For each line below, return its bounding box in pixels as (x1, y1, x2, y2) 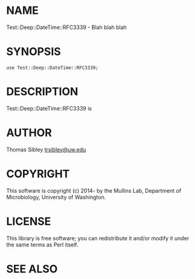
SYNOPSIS (6, 45, 62, 59)
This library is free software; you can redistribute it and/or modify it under (6, 234, 190, 242)
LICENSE (6, 214, 51, 228)
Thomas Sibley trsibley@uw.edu (6, 146, 86, 153)
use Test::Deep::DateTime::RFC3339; (6, 65, 98, 71)
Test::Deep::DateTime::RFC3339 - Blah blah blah (6, 24, 127, 31)
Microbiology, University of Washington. (6, 193, 106, 200)
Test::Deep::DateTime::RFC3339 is (6, 104, 92, 112)
